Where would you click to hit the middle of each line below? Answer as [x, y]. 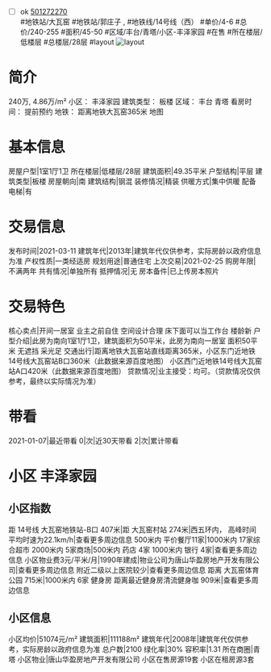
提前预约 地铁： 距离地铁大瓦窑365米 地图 [94, 111]
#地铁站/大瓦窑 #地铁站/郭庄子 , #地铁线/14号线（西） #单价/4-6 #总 [133, 22]
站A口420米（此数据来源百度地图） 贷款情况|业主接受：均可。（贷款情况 [127, 371]
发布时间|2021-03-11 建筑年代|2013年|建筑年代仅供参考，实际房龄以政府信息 [135, 250]
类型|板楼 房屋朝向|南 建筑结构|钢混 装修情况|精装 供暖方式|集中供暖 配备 [135, 181]
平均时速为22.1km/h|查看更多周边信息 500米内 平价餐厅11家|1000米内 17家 [131, 540]
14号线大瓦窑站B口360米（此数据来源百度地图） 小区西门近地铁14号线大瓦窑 [135, 361]
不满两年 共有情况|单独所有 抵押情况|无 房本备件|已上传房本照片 [114, 271]
